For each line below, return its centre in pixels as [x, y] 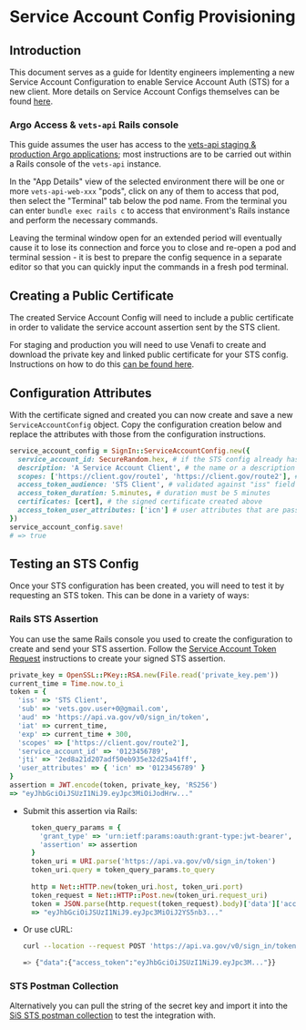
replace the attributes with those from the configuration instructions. [138, 433]
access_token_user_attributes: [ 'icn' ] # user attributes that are [148, 510]
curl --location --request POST [84, 946]
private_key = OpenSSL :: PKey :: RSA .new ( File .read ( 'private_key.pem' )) [144, 675]
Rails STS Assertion [54, 619]
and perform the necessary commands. [84, 220]
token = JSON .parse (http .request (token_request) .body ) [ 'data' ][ [156, 903]
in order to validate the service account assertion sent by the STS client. [145, 327]
